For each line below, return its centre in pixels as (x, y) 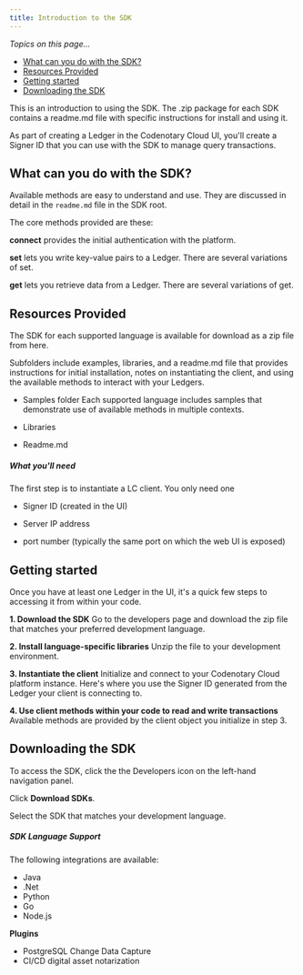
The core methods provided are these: (81, 223)
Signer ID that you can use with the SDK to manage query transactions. (143, 145)
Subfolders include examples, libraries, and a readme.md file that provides (149, 363)
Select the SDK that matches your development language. (118, 816)
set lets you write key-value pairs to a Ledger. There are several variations (149, 258)
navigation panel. (42, 780)
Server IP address (56, 524)
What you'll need (42, 466)
